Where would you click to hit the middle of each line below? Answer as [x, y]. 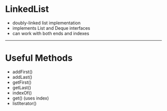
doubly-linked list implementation [46, 23]
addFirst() [22, 72]
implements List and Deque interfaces [51, 28]
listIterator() [24, 103]
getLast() [22, 87]
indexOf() [22, 93]
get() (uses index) [31, 98]
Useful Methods [39, 58]
